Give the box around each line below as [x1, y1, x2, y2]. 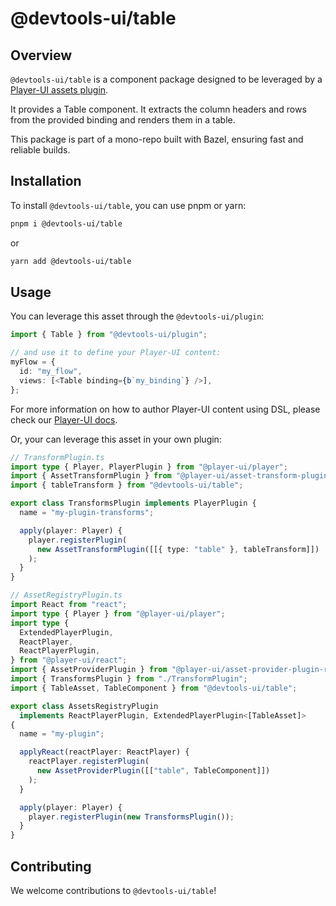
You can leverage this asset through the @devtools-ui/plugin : [10, 310, 265, 322]
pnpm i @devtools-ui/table [10, 218, 123, 229]
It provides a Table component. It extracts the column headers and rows [10, 103, 307, 115]
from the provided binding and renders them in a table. [10, 114, 236, 126]
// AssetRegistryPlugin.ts [10, 590, 123, 601]
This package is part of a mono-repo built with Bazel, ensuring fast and [10, 133, 304, 145]
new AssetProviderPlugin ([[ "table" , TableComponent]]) [36, 766, 271, 776]
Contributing [10, 858, 92, 875]
